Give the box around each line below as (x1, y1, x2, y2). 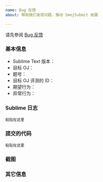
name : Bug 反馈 (5, 7, 36, 13)
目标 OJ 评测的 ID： (12, 77, 55, 84)
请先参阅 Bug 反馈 (5, 31, 43, 37)
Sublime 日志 (5, 104, 38, 111)
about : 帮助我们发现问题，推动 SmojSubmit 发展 (5, 12, 98, 17)
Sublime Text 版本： (12, 58, 55, 64)
